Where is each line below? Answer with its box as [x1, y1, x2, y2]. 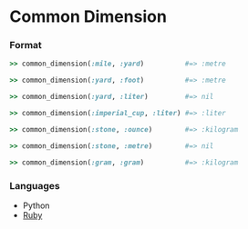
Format [9, 39, 43, 52]
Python [22, 200, 50, 211]
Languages [9, 179, 61, 192]
